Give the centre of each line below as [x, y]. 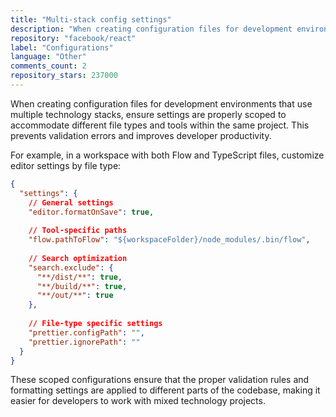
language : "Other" [48, 57]
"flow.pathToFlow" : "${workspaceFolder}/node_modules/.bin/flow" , [169, 240]
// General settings [71, 202]
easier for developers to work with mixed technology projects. [138, 401]
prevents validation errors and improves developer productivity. [141, 135]
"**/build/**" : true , [82, 286]
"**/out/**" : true [75, 296]
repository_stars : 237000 [64, 76]
